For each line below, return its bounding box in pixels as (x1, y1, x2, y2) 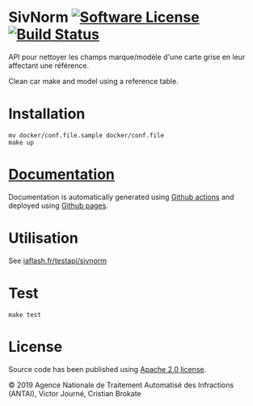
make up (8, 138, 35, 146)
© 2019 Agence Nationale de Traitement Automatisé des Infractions (8, 380, 234, 390)
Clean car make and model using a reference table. (8, 76, 179, 86)
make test (8, 311, 42, 319)
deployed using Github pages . (8, 201, 109, 210)
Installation (8, 105, 86, 123)
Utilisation (8, 229, 78, 247)
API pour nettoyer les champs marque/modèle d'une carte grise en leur (8, 52, 246, 61)
